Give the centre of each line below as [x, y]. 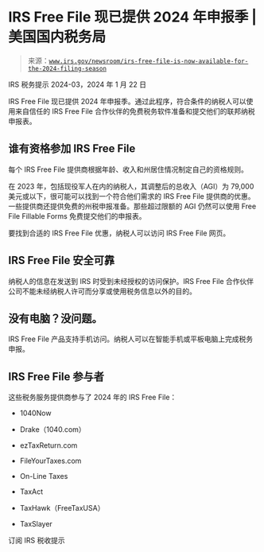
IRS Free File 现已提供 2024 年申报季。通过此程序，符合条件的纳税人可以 [127, 101]
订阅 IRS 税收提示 [37, 540]
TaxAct [31, 492]
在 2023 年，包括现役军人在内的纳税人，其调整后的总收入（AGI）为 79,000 [131, 186]
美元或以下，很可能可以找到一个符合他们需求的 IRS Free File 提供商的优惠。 [132, 196]
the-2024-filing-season [67, 68]
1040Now [35, 413]
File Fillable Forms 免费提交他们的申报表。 [77, 216]
